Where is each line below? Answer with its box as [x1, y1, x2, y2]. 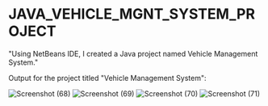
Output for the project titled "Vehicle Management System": [8, 73, 207, 83]
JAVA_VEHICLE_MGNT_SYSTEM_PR [8, 5, 256, 23]
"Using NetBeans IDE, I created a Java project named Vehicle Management [8, 49, 258, 58]
